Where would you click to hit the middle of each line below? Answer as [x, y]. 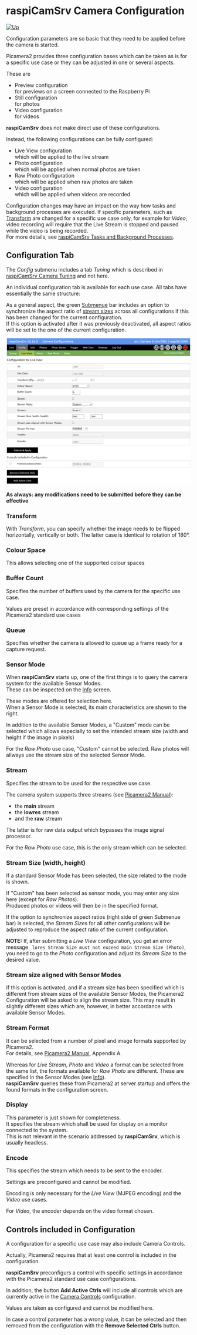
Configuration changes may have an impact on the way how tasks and [91, 205]
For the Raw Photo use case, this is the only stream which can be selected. [97, 847]
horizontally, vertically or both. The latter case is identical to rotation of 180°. [98, 535]
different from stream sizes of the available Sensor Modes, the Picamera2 [95, 994]
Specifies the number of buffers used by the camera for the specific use [93, 591]
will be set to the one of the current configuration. [66, 330]
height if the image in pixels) [40, 737]
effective [17, 500]
